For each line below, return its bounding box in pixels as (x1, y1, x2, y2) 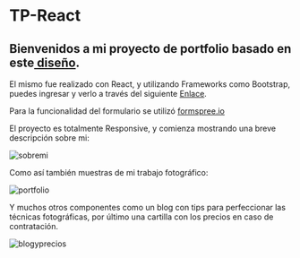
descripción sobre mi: (9, 133, 90, 143)
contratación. (9, 221, 58, 231)
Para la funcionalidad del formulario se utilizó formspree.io (9, 106, 226, 116)
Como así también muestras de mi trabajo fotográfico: (9, 168, 209, 177)
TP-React (9, 5, 81, 26)
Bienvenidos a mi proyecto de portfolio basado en (9, 41, 292, 56)
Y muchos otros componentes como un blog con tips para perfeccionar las (9, 202, 287, 212)
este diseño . (9, 55, 81, 70)
